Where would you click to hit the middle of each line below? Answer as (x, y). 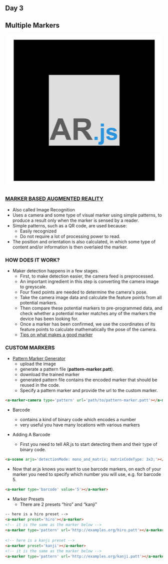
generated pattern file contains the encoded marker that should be (88, 380)
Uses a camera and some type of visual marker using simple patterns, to (87, 215)
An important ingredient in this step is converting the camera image (89, 281)
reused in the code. (40, 385)
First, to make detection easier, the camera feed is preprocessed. (87, 276)
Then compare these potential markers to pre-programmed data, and (91, 308)
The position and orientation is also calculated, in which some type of (84, 241)
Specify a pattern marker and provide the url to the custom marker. (89, 391)
